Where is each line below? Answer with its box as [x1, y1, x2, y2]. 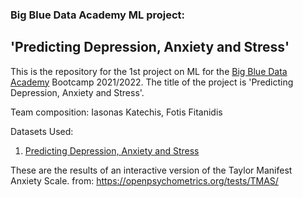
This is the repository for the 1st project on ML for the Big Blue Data [10, 65, 288, 77]
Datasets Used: [10, 125, 74, 137]
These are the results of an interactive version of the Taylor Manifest [10, 164, 293, 176]
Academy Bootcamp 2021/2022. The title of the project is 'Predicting [10, 76, 294, 88]
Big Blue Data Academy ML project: [10, 8, 186, 22]
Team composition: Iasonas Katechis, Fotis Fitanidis [10, 106, 223, 118]
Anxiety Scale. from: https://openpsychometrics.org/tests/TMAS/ [10, 174, 279, 187]
